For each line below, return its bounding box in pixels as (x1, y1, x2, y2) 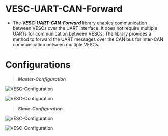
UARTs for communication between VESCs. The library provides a (12, 30, 151, 37)
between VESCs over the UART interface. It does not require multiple (12, 25, 158, 31)
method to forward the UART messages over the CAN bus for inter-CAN (12, 36, 164, 42)
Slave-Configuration (17, 105, 63, 112)
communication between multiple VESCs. (12, 41, 100, 47)
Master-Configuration (17, 76, 66, 82)
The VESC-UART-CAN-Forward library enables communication (12, 20, 147, 26)
